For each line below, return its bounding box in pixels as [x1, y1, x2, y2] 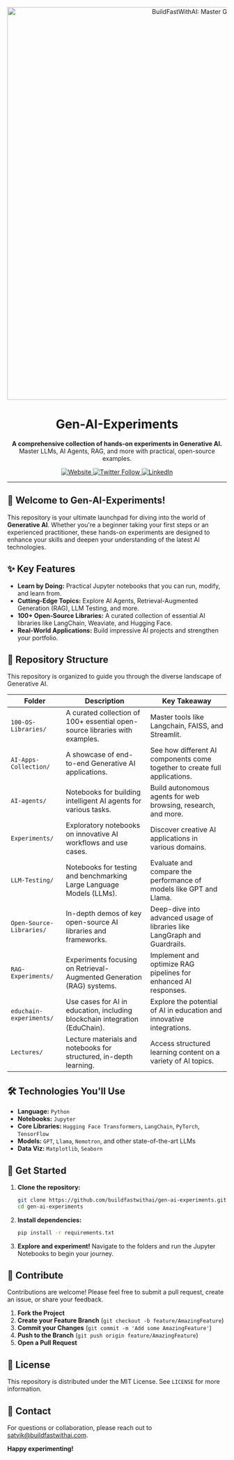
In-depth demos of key [65, 908, 142, 918]
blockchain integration [65, 1015, 139, 1024]
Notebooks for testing [65, 862, 137, 872]
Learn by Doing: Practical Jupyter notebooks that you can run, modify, [17, 582, 221, 590]
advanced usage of [150, 913, 214, 923]
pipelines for [150, 968, 192, 978]
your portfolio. [17, 633, 58, 642]
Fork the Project [17, 1309, 65, 1318]
